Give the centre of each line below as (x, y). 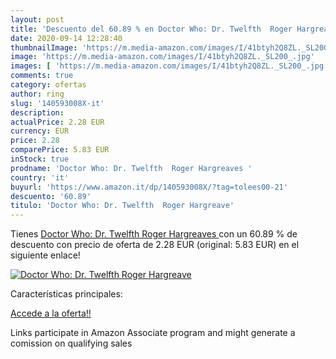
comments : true (42, 76)
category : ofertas (48, 85)
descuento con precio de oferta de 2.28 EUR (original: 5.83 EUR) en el (155, 245)
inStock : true (40, 159)
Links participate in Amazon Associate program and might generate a (153, 333)
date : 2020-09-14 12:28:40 (66, 38)
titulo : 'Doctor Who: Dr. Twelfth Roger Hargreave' (122, 206)
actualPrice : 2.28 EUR (57, 122)
